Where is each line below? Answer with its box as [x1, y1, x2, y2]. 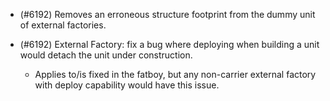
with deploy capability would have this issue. [34, 79, 220, 91]
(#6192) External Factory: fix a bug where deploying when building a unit [19, 39, 320, 50]
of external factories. [19, 19, 107, 31]
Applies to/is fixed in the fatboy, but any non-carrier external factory [34, 69, 317, 80]
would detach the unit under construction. [19, 49, 193, 61]
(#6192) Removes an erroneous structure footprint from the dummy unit [19, 9, 316, 20]
